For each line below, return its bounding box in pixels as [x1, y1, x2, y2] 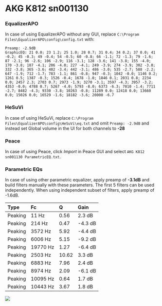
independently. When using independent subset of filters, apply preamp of [5, 187, 155, 193]
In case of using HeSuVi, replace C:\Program [5, 115, 94, 121]
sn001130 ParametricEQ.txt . [5, 154, 61, 160]
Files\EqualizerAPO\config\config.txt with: [5, 36, 95, 42]
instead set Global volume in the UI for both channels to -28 [5, 125, 125, 131]
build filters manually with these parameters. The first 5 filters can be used [5, 182, 155, 188]
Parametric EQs [5, 166, 43, 173]
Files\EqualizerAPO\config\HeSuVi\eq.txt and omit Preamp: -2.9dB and [5, 120, 149, 126]
